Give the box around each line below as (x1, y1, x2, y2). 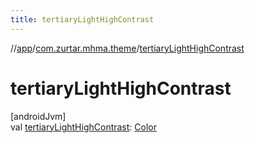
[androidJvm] (10, 110, 67, 122)
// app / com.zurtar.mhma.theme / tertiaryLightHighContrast (10, 42, 245, 54)
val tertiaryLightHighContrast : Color (10, 121, 158, 133)
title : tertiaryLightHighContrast (10, 14, 155, 25)
